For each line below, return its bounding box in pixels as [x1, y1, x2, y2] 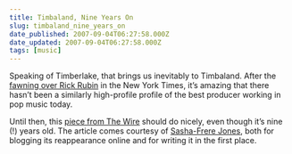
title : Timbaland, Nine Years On [9, 12, 134, 22]
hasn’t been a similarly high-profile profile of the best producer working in [9, 90, 281, 101]
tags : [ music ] [9, 46, 63, 55]
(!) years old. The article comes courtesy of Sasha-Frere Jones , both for [9, 126, 275, 136]
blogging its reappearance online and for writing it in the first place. [9, 135, 257, 146]
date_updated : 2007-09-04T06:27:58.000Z [9, 37, 163, 47]
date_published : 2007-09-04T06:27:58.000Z [9, 29, 170, 38]
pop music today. [9, 99, 73, 109]
